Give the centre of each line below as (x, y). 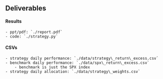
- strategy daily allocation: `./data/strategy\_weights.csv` (73, 71)
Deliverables (26, 8)
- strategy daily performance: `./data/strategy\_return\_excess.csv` (82, 58)
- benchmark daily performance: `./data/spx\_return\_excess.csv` (77, 63)
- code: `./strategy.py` (32, 36)
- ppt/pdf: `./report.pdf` (34, 32)
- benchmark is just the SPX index (52, 67)
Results (14, 21)
